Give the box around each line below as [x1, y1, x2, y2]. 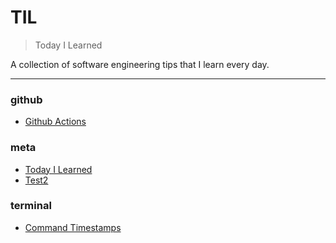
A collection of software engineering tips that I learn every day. [10, 58, 270, 70]
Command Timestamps [24, 221, 122, 233]
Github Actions [24, 116, 87, 128]
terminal [10, 199, 52, 213]
